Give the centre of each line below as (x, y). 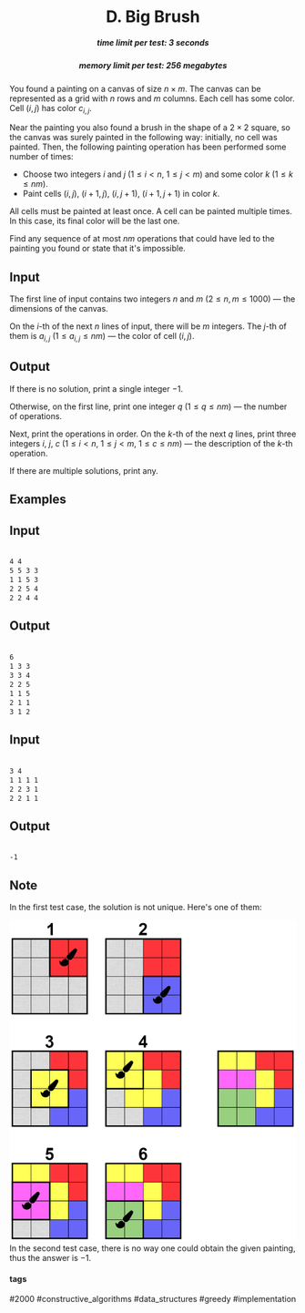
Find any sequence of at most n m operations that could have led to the (142, 239)
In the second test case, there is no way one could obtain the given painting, (152, 1248)
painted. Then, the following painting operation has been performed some (148, 147)
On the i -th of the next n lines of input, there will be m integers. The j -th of (148, 326)
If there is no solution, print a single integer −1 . (97, 388)
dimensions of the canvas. (59, 309)
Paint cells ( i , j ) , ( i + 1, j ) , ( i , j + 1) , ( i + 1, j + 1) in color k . (121, 194)
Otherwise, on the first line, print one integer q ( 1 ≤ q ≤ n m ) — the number (148, 406)
